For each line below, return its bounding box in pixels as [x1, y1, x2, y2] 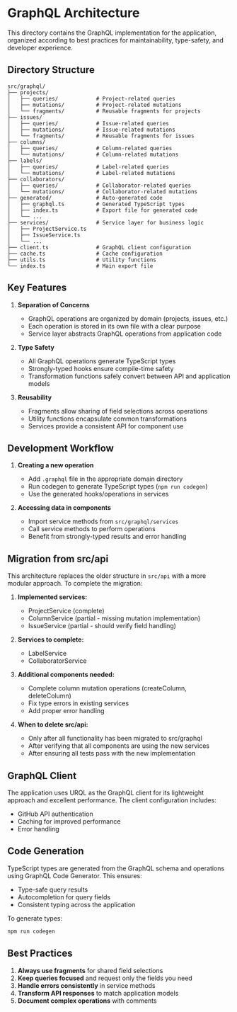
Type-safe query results [17, 885, 88, 894]
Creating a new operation [17, 461, 94, 470]
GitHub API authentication [17, 809, 93, 818]
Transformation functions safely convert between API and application [28, 372, 231, 380]
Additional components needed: [17, 671, 115, 679]
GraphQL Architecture [7, 5, 140, 21]
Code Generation [7, 845, 84, 858]
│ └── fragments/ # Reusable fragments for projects [7, 108, 201, 115]
